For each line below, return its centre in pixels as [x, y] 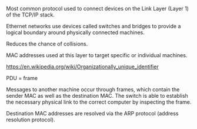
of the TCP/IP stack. [30, 15]
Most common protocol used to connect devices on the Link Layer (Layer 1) [98, 9]
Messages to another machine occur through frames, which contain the [93, 90]
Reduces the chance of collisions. [47, 44]
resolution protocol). [31, 120]
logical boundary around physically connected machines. [76, 32]
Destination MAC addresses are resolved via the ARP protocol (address [92, 113]
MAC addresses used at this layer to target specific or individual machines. [97, 55]
